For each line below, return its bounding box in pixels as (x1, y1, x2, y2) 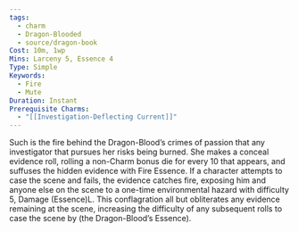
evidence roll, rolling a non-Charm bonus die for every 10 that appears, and (9, 156, 286, 167)
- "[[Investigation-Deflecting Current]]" (17, 112, 178, 121)
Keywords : (9, 71, 46, 80)
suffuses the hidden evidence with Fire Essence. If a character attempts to (9, 166, 283, 177)
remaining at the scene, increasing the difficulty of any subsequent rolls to (9, 203, 283, 214)
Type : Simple (9, 63, 58, 72)
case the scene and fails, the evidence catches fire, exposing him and (9, 175, 266, 186)
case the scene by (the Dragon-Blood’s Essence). (9, 213, 192, 224)
